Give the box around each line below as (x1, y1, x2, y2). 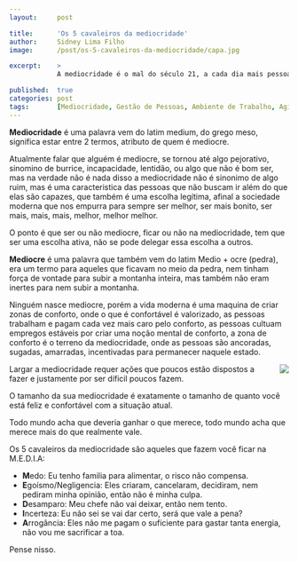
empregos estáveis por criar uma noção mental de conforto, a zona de (9, 328, 268, 338)
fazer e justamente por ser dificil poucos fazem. (9, 373, 184, 384)
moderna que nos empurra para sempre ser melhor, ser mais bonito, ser (9, 201, 273, 211)
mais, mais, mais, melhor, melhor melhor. (9, 210, 159, 220)
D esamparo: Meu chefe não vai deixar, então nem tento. (21, 498, 228, 509)
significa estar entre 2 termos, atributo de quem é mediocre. (9, 136, 230, 146)
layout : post (9, 12, 74, 22)
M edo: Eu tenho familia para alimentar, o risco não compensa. (21, 470, 249, 480)
